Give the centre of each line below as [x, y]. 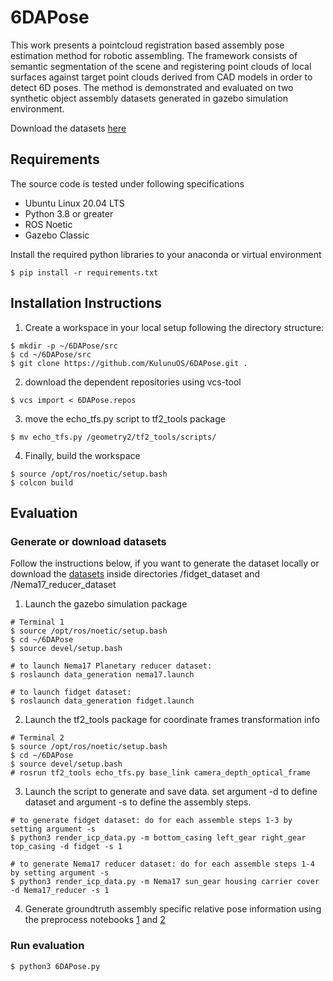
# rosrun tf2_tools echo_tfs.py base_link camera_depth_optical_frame [160, 773]
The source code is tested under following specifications [127, 183]
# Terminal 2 [37, 738]
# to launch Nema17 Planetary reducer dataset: [111, 666]
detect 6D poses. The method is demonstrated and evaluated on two [152, 87]
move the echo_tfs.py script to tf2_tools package [125, 418]
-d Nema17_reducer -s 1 [60, 891]
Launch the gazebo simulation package [106, 604]
